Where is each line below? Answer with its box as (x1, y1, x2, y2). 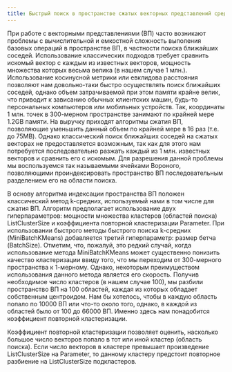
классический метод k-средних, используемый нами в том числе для (7, 196, 214, 205)
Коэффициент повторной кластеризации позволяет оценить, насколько (7, 328, 219, 336)
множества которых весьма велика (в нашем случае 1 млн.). (7, 66, 188, 74)
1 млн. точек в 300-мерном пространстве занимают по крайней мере (7, 110, 215, 118)
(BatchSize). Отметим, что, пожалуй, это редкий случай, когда (7, 241, 192, 249)
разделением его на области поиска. (7, 176, 117, 184)
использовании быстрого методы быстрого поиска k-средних (7, 226, 191, 234)
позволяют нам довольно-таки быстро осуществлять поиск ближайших (7, 80, 221, 89)
